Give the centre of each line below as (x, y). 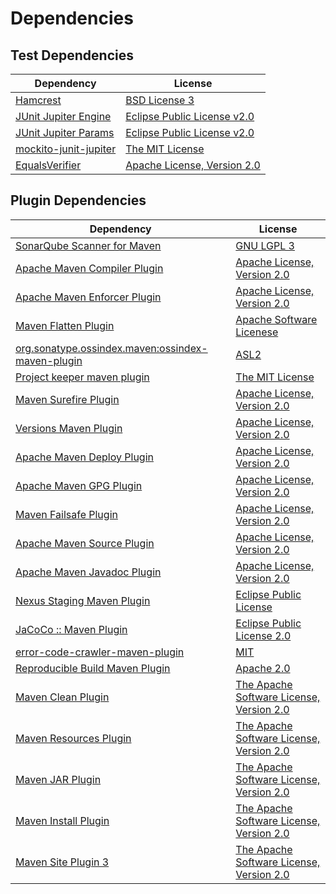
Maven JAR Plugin (58, 779)
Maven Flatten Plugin (65, 325)
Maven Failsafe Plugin (66, 514)
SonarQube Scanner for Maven (88, 245)
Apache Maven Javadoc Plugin (88, 572)
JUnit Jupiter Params (65, 132)
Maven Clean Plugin (62, 697)
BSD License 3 (160, 100)
